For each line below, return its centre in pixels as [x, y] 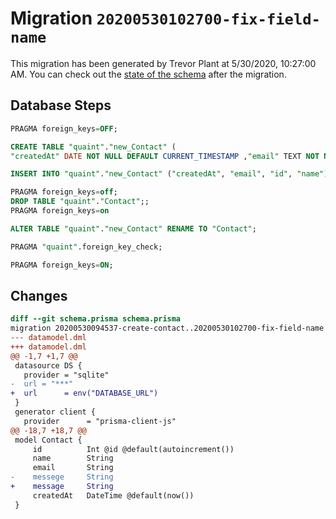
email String [73, 468]
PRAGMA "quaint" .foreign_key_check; [86, 247]
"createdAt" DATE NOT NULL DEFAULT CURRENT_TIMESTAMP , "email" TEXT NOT [165, 156]
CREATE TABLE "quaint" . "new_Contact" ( [93, 147]
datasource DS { [48, 365]
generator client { [55, 412]
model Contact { [48, 440]
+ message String [62, 487]
